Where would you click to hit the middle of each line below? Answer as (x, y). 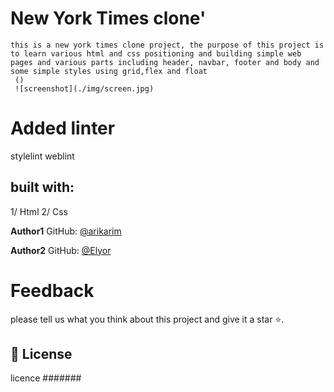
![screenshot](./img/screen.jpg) (84, 88)
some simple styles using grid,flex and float (109, 71)
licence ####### (46, 378)
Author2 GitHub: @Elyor (61, 250)
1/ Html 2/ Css (39, 211)
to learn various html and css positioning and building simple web (156, 53)
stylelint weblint (42, 156)
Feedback (52, 290)
